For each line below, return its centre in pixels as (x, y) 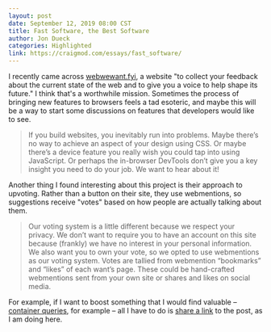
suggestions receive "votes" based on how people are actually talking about (135, 202)
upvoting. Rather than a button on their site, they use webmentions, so (125, 193)
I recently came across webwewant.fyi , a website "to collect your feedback (133, 76)
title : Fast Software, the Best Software (79, 31)
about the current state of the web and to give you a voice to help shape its (133, 85)
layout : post (30, 16)
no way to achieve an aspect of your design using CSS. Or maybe (137, 143)
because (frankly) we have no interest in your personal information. (140, 244)
